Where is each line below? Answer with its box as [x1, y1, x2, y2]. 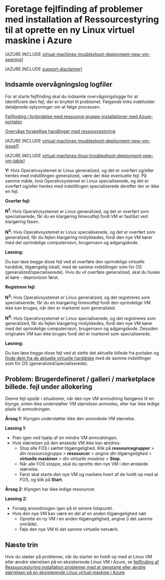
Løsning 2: [5, 496, 27, 502]
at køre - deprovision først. [5, 275, 59, 281]
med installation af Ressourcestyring [5, 14, 159, 25]
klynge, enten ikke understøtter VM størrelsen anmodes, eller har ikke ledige [5, 401, 160, 407]
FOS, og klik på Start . [19, 477, 63, 483]
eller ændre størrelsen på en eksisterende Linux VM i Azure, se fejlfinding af [5, 559, 159, 565]
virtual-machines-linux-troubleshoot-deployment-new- [42, 152, 154, 158]
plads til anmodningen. [5, 406, 52, 412]
